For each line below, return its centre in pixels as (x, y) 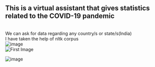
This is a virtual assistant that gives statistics (77, 8)
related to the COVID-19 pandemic (60, 16)
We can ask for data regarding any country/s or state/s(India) (68, 33)
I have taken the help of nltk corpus (42, 38)
